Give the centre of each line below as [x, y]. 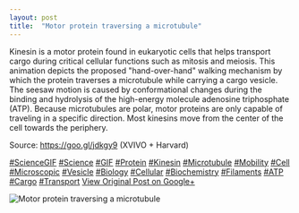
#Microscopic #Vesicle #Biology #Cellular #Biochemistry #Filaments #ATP [146, 172]
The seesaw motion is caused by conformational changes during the [136, 89]
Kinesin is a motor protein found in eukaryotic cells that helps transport [140, 51]
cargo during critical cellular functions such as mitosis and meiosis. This [142, 61]
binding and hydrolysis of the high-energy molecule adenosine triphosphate [149, 98]
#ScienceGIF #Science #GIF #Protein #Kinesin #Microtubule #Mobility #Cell [149, 162]
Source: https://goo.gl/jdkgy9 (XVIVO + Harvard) [99, 145]
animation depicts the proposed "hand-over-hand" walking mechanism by [146, 70]
